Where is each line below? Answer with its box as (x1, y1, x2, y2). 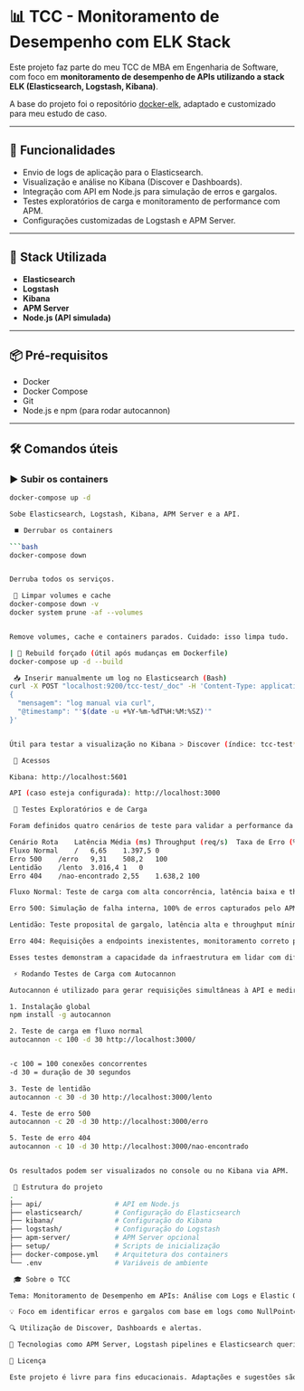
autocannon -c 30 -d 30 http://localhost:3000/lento (9, 1092, 213, 1101)
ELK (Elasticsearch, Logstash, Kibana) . (9, 81, 158, 91)
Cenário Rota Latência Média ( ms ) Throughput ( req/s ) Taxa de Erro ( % (9, 838, 298, 847)
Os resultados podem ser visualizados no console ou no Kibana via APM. (9, 1167, 290, 1176)
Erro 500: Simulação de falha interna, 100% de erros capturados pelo (9, 904, 281, 913)
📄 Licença (9, 1357, 47, 1366)
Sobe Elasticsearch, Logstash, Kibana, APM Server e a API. (9, 510, 242, 519)
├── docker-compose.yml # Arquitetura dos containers (9, 1250, 229, 1259)
